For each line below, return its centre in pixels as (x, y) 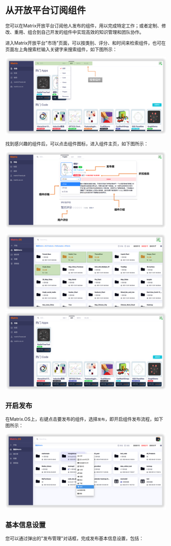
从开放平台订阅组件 (46, 10)
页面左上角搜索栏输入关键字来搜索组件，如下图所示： (61, 49)
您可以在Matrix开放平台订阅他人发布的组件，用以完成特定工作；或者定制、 (83, 26)
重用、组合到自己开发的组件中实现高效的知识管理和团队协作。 (79, 32)
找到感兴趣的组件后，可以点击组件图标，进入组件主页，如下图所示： (77, 143)
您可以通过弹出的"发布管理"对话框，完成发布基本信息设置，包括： (75, 538)
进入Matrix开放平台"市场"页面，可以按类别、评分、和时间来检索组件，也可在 (86, 43)
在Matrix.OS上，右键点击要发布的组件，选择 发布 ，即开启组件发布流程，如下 (84, 419)
